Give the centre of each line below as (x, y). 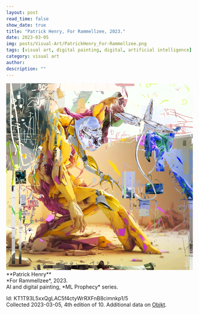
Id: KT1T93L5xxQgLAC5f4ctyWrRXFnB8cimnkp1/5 (67, 298)
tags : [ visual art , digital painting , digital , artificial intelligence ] (99, 50)
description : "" (26, 69)
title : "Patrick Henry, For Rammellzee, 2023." (66, 31)
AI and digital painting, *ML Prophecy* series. (62, 287)
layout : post (22, 12)
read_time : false (28, 19)
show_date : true (26, 25)
